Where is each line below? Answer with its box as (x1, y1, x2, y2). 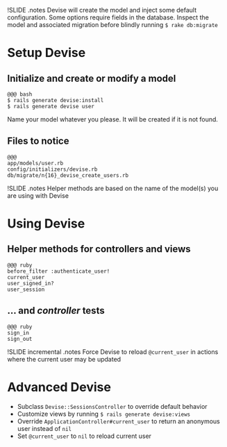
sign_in (7, 329, 30, 336)
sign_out (7, 335, 33, 342)
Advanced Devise (7, 379, 111, 395)
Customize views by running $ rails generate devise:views (17, 410, 191, 418)
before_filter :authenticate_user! (7, 267, 110, 275)
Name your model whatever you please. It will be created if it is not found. (7, 115, 219, 124)
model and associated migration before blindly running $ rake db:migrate (7, 21, 219, 28)
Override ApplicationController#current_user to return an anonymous (17, 416, 220, 425)
